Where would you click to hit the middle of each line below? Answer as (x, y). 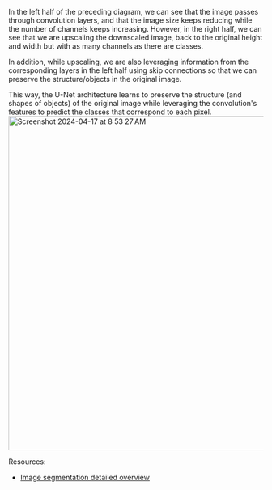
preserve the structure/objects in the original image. (95, 79)
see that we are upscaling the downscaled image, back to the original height (136, 37)
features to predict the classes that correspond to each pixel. (110, 112)
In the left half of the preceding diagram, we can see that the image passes (134, 12)
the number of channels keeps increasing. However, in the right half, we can (135, 29)
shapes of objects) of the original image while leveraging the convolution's (133, 103)
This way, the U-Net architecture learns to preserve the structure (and (125, 95)
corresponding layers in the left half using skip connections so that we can (133, 70)
